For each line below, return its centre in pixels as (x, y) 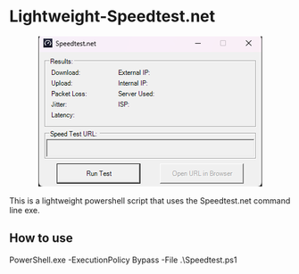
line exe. (25, 210)
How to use (41, 238)
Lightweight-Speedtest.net (112, 17)
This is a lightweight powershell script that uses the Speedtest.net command (150, 200)
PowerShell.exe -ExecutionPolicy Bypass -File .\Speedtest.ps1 (123, 260)
